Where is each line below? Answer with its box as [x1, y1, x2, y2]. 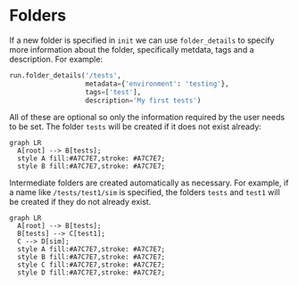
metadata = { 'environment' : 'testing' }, [85, 79, 229, 88]
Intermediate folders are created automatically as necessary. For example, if [9, 177, 289, 188]
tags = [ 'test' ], [85, 87, 142, 96]
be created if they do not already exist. [9, 197, 152, 208]
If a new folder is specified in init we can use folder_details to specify [9, 35, 275, 45]
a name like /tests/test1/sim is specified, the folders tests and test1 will [9, 187, 281, 198]
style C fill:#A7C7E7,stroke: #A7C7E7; [17, 260, 166, 270]
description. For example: [9, 53, 103, 64]
